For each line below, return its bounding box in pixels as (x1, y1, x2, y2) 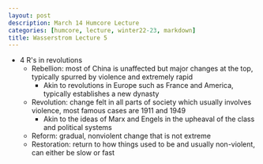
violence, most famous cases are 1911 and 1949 (31, 106, 186, 116)
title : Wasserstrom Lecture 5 (8, 33, 108, 42)
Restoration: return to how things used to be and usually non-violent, (31, 139, 255, 149)
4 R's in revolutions (19, 55, 83, 65)
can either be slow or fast (31, 148, 115, 158)
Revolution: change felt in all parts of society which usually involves (31, 97, 252, 107)
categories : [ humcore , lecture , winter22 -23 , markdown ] (8, 26, 196, 34)
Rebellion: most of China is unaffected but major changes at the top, (31, 64, 254, 74)
